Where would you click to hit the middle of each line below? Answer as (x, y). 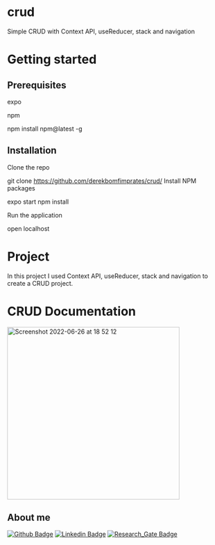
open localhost (28, 228)
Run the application (35, 215)
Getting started (52, 59)
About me (29, 518)
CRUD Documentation (72, 311)
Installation (32, 151)
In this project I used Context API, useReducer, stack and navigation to (108, 276)
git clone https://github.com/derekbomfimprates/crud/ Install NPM (102, 181)
